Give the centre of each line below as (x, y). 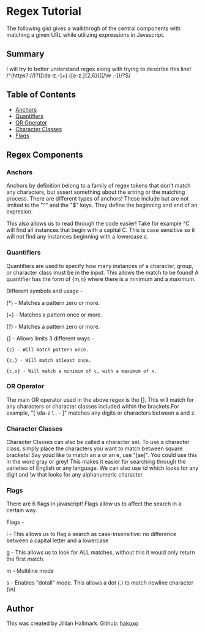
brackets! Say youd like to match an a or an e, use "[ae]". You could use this (102, 455)
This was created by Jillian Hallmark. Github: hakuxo (73, 623)
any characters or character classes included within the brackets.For (93, 406)
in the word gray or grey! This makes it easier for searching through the (96, 462)
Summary (25, 54)
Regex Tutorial (44, 11)
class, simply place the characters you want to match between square (95, 448)
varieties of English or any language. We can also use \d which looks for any (102, 468)
